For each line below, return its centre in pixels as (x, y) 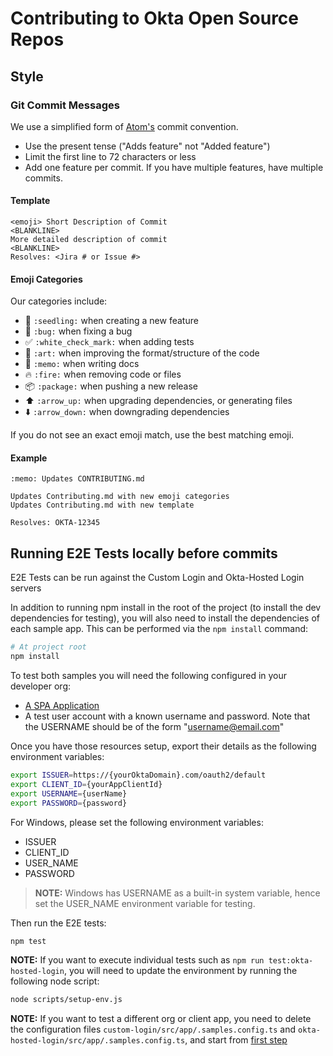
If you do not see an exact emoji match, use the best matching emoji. (152, 435)
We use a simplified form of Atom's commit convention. (124, 126)
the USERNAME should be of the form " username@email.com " (154, 727)
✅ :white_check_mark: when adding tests (109, 342)
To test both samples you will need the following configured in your (149, 676)
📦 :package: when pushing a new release (111, 386)
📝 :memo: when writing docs (82, 364)
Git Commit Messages (65, 105)
